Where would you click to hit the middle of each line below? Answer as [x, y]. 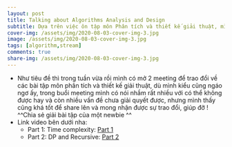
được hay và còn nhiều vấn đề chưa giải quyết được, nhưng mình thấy [116, 100]
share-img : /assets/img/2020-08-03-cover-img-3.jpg [83, 59]
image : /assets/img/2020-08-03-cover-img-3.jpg [77, 39]
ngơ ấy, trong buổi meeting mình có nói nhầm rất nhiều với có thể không [119, 92]
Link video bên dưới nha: [52, 122]
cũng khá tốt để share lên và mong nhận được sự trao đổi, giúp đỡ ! [113, 107]
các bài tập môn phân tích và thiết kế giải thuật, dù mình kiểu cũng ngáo [119, 85]
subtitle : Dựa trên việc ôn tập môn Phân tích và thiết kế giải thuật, [112, 26]
